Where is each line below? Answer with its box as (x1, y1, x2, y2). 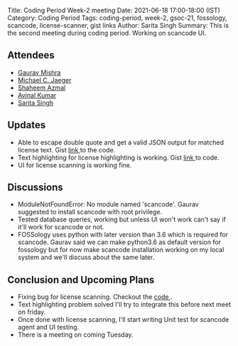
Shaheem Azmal (17, 83, 66, 92)
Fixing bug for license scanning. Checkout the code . (17, 293, 173, 301)
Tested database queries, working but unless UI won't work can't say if (17, 215, 226, 224)
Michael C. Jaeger (17, 75, 72, 84)
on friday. (17, 308, 46, 316)
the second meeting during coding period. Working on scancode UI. (7, 28, 207, 37)
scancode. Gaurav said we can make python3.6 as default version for (17, 238, 222, 246)
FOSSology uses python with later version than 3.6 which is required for (17, 231, 229, 239)
